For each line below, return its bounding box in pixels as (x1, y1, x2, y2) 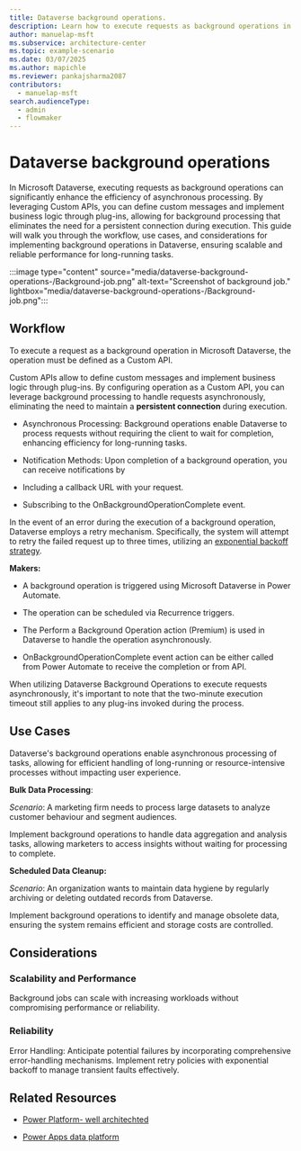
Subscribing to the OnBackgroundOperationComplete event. (22, 499, 246, 509)
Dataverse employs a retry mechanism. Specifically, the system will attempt (9, 526, 289, 536)
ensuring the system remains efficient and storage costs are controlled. (9, 919, 274, 930)
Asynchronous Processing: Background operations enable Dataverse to (22, 418, 288, 428)
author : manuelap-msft (9, 30, 94, 39)
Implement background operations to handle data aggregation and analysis (9, 829, 288, 840)
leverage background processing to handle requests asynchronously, (9, 391, 266, 401)
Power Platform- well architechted (22, 1114, 149, 1125)
